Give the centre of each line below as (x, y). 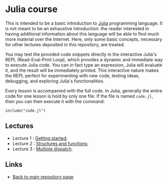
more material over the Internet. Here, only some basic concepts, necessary (84, 39)
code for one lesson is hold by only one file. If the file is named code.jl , (79, 96)
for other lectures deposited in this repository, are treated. (65, 44)
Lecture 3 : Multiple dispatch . (43, 149)
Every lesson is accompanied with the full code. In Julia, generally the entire (84, 90)
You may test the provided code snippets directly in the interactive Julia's (81, 54)
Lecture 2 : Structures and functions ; (50, 143)
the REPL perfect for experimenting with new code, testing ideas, (72, 75)
